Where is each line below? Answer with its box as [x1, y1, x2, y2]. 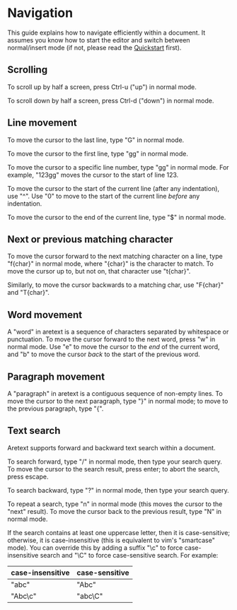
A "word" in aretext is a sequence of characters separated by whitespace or [7, 327, 229, 336]
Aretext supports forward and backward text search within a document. [7, 443, 216, 452]
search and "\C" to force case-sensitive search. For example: [40, 551, 219, 559]
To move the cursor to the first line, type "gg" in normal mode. [7, 149, 189, 158]
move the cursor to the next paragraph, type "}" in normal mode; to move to [7, 397, 229, 405]
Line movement [7, 117, 77, 129]
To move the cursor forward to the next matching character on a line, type [7, 252, 223, 261]
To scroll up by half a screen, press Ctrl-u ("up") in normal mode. [7, 83, 197, 91]
